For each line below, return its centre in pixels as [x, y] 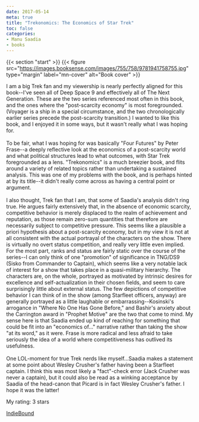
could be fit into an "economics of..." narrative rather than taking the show [97, 327]
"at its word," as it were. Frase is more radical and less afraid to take [89, 333]
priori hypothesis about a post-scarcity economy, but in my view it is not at [97, 232]
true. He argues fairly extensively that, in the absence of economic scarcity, [99, 206]
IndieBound [20, 413]
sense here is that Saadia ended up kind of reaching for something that [93, 320]
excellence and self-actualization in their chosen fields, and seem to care [96, 282]
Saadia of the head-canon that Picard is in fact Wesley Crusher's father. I [96, 384]
